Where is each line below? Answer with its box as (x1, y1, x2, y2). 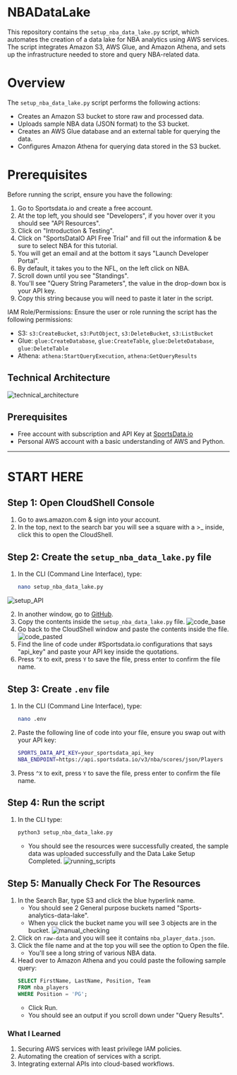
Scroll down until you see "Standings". (17, 271, 129, 280)
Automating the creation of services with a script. (17, 1052, 162, 1060)
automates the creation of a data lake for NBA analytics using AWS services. (7, 35, 229, 43)
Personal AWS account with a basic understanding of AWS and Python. (17, 437, 225, 446)
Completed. (28, 857, 62, 866)
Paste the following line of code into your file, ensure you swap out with (17, 728, 226, 736)
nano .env (17, 715, 47, 722)
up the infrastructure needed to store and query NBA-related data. (7, 50, 200, 59)
